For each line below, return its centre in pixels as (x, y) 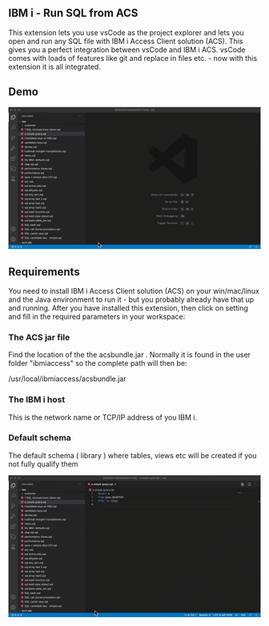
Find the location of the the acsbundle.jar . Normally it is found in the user (129, 355)
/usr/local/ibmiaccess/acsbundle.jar (67, 379)
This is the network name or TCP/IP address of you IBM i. (103, 417)
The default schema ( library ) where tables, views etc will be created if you (132, 455)
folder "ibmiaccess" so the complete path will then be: (98, 364)
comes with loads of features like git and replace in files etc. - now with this (133, 58)
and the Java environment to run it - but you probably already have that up (131, 299)
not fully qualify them (43, 464)
